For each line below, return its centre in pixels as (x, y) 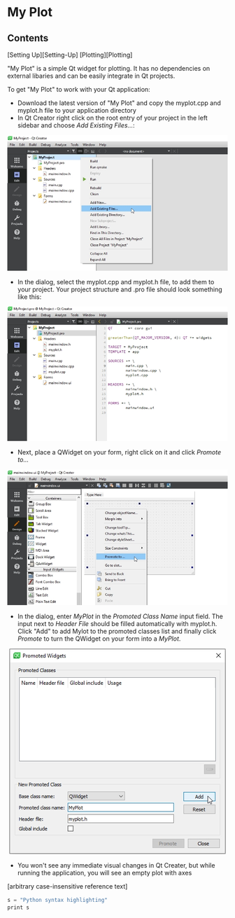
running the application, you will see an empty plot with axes (105, 873)
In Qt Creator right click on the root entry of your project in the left (112, 118)
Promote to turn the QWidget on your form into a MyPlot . (99, 639)
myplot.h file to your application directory (77, 110)
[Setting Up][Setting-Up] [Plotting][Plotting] (70, 55)
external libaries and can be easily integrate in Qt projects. (91, 76)
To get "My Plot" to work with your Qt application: (79, 89)
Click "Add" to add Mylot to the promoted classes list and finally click (117, 632)
